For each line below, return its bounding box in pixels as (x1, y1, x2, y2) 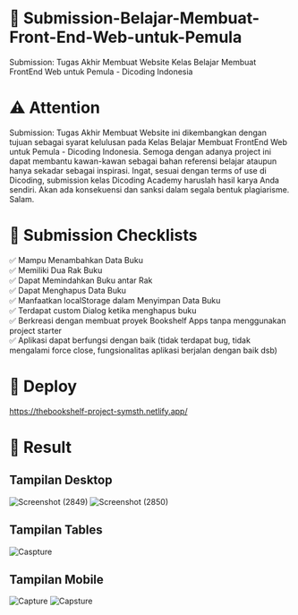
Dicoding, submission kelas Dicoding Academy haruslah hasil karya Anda (9, 175, 280, 185)
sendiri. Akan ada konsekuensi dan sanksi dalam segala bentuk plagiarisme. (9, 184, 290, 195)
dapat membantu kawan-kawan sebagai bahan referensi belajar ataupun (9, 156, 277, 167)
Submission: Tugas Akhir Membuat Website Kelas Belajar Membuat (9, 56, 257, 67)
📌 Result (9, 437, 72, 457)
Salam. (9, 193, 35, 204)
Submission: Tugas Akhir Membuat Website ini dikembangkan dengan (9, 127, 267, 138)
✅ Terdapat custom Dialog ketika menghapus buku (9, 304, 197, 316)
